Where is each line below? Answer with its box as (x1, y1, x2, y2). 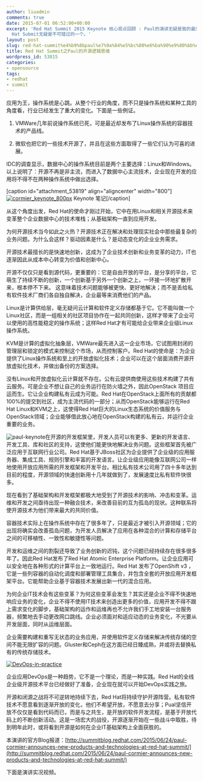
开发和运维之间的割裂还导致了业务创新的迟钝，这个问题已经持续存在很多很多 (6, 547, 197, 554)
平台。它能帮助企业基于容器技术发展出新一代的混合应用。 (11, 577, 155, 585)
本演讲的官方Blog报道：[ (6, 736, 68, 744)
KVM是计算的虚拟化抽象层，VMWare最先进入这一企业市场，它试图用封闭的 (6, 339, 193, 347)
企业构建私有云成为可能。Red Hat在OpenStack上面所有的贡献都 (37, 390, 197, 397)
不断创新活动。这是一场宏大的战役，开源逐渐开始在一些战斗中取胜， (22, 716, 192, 723)
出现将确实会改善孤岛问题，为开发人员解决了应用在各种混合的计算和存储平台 (6, 527, 197, 534)
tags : (6, 71, 20, 77)
